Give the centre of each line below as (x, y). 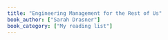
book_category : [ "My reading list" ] (60, 26)
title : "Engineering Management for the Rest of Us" (85, 13)
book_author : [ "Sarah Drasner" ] (54, 20)
